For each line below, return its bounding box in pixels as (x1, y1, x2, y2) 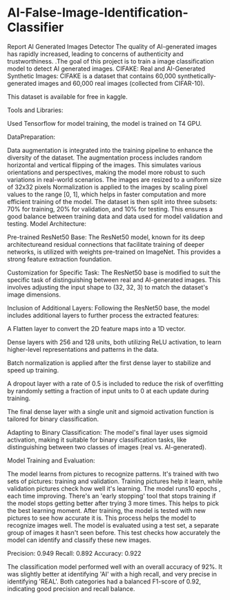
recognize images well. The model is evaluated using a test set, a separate (7, 521, 220, 529)
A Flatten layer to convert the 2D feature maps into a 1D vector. (7, 324, 186, 332)
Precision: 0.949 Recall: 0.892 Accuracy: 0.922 (7, 549, 142, 557)
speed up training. (7, 366, 59, 374)
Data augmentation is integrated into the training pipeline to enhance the (7, 146, 213, 154)
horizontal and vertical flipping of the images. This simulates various (7, 160, 202, 169)
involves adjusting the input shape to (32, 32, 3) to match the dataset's (7, 283, 209, 291)
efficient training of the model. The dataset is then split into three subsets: (7, 197, 218, 205)
